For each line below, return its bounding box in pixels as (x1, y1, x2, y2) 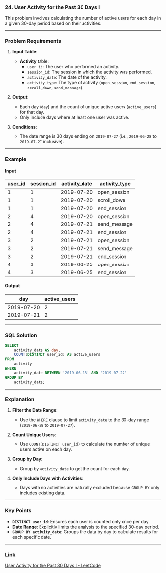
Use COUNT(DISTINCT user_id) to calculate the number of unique (19, 441, 150, 447)
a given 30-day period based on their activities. (5, 20, 102, 26)
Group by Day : (12, 456, 42, 462)
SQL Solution (5, 332, 37, 339)
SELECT (5, 343, 19, 348)
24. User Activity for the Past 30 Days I (5, 4, 100, 11)
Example (5, 155, 27, 162)
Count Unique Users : (12, 432, 56, 438)
